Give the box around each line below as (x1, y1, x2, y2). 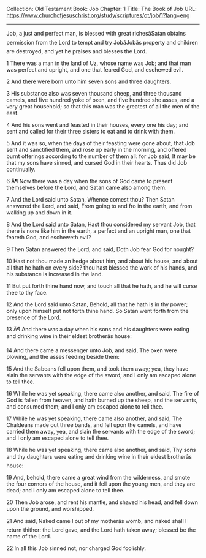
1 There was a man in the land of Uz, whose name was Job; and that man (6, 59, 191, 67)
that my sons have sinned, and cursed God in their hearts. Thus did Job (6, 159, 188, 166)
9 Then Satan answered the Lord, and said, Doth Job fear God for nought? (6, 246, 194, 253)
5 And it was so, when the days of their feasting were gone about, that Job (6, 140, 195, 146)
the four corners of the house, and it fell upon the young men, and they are (6, 480, 196, 488)
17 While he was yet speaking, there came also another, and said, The (6, 415, 183, 422)
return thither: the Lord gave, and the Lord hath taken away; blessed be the (6, 526, 196, 533)
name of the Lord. (6, 533, 51, 540)
